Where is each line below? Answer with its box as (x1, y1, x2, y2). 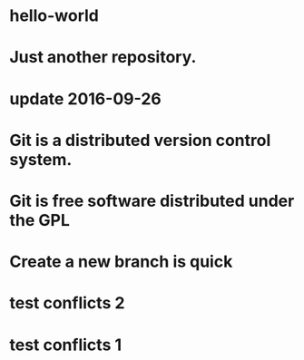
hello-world (9, 5, 100, 26)
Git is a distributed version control (9, 130, 271, 151)
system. (9, 149, 73, 170)
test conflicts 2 (9, 293, 125, 314)
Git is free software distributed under (9, 190, 295, 211)
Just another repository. (9, 47, 197, 68)
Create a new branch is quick (9, 251, 233, 272)
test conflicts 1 (9, 335, 123, 355)
